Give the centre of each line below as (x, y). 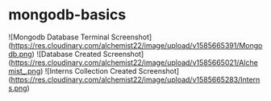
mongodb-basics (67, 15)
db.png (20, 54)
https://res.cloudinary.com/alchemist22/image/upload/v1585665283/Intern (135, 79)
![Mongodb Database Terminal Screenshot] (80, 37)
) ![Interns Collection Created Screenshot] (110, 71)
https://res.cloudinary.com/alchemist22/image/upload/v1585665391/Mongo (137, 45)
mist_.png (25, 71)
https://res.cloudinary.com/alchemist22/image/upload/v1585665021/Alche (134, 63)
